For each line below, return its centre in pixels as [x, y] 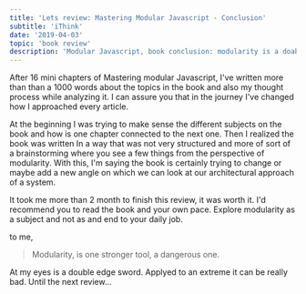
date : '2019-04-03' [46, 35]
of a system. [33, 182]
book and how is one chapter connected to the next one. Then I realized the [152, 134]
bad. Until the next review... [61, 282]
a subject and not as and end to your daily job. [97, 219]
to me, [21, 237]
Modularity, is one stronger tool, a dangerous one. [126, 255]
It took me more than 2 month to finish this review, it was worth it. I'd [138, 200]
